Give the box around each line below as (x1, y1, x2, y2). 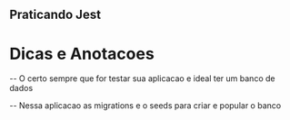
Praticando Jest (9, 7, 102, 23)
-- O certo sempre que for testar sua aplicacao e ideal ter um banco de (9, 73, 275, 84)
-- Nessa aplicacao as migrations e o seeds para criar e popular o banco (9, 100, 282, 111)
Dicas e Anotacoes (9, 43, 155, 64)
